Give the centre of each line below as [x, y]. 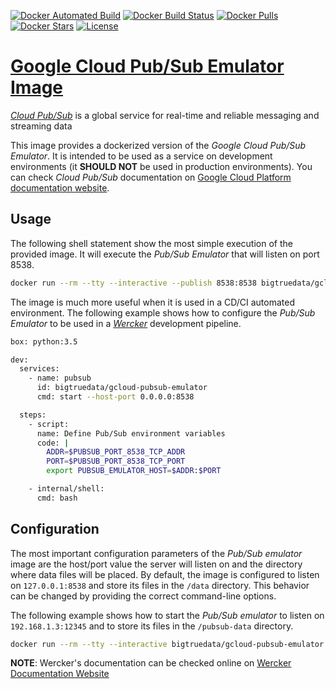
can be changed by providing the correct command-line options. [143, 596]
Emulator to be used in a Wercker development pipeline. [126, 323]
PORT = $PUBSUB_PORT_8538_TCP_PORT [116, 461]
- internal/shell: [66, 489]
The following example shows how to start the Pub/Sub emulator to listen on [167, 615]
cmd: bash [57, 498]
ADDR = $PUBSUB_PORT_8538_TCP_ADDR [116, 452]
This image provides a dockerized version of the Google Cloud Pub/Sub [158, 145]
